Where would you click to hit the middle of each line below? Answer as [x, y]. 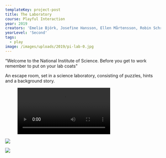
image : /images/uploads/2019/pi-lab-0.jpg [49, 47]
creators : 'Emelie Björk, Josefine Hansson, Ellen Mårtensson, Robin [78, 28]
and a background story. [30, 81]
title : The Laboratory [28, 14]
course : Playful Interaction [35, 19]
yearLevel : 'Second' [26, 33]
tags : [11, 38]
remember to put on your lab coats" [41, 66]
